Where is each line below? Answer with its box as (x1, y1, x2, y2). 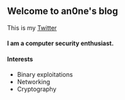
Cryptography (16, 85, 57, 93)
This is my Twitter (7, 23, 57, 32)
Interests (7, 55, 33, 63)
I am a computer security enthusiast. (7, 39, 114, 47)
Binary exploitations (16, 70, 73, 78)
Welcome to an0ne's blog (7, 5, 118, 17)
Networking (16, 77, 51, 86)
